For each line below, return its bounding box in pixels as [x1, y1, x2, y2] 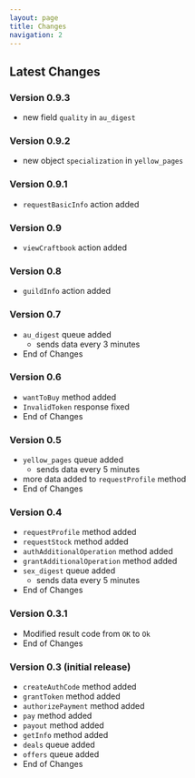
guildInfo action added [22, 286, 112, 297]
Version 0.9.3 [9, 91, 71, 104]
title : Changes [9, 22, 67, 31]
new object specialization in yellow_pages [22, 156, 184, 167]
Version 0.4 [9, 506, 63, 519]
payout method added [22, 720, 104, 731]
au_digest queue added [22, 328, 112, 339]
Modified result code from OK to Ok [22, 628, 151, 639]
